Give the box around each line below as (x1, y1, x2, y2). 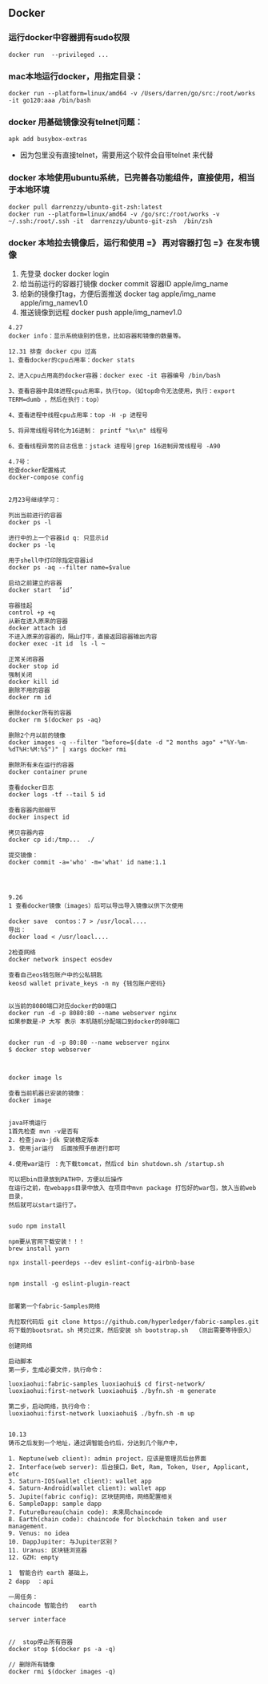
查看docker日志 (8, 783, 54, 791)
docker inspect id (8, 813, 70, 821)
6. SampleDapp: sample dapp (8, 1500, 102, 1508)
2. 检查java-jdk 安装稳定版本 (8, 1135, 100, 1144)
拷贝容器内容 (8, 828, 45, 836)
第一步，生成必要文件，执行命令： (8, 1366, 104, 1374)
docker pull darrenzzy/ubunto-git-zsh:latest (8, 203, 162, 211)
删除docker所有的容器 (8, 709, 72, 717)
